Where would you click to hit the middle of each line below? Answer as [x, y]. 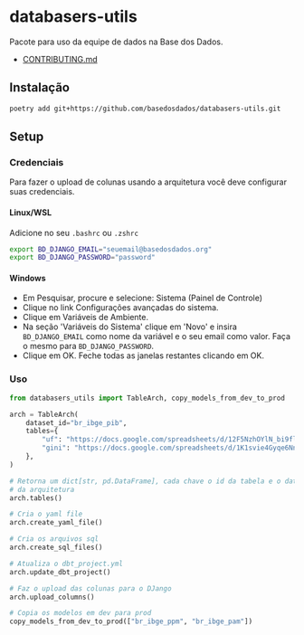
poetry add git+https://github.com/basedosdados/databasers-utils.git [145, 109]
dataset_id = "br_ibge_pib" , [76, 422]
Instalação [40, 88]
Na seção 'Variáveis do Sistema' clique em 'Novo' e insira [130, 327]
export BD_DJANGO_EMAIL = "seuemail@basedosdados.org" [111, 249]
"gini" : [56, 448]
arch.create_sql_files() [56, 548]
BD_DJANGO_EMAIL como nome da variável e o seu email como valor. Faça [157, 336]
